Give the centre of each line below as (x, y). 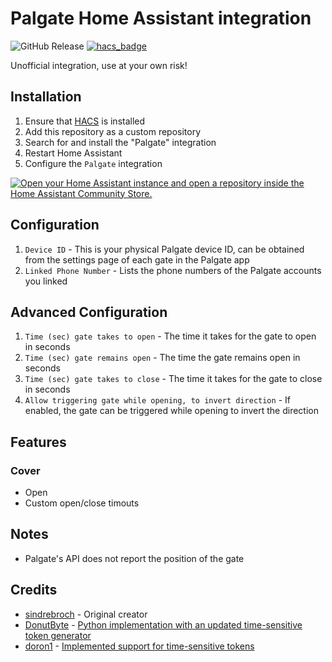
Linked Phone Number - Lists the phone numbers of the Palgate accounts (173, 270)
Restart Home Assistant (73, 153)
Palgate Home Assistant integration (161, 18)
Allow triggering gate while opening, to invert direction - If (157, 400)
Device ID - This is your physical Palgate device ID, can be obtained (164, 249)
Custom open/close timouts (82, 503)
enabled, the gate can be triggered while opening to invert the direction (171, 411)
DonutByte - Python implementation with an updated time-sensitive (163, 624)
